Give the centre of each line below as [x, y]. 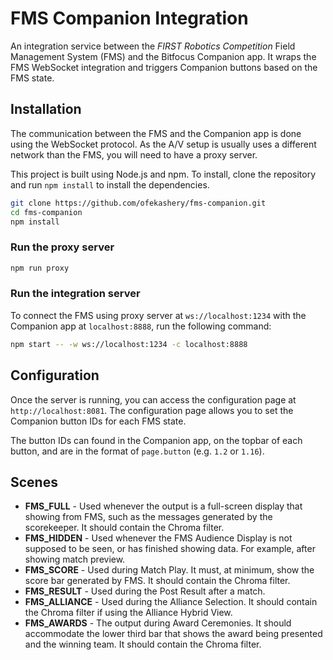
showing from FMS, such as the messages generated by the [148, 517]
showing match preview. [75, 559]
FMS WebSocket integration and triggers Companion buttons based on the [164, 67]
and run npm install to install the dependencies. [110, 184]
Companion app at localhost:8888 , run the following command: [141, 326]
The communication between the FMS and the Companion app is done [156, 133]
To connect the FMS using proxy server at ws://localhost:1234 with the [158, 315]
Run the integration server [75, 294]
